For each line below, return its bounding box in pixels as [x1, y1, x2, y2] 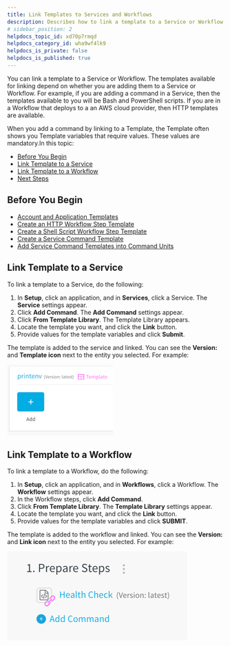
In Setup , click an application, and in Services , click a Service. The [17, 293, 208, 302]
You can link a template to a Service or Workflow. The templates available [7, 74, 216, 83]
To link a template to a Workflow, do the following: [7, 467, 149, 475]
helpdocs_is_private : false [7, 48, 88, 54]
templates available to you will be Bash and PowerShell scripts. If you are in [7, 96, 221, 105]
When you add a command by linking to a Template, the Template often [7, 124, 209, 132]
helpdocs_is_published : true [7, 55, 91, 62]
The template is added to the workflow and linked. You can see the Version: [7, 530, 223, 539]
